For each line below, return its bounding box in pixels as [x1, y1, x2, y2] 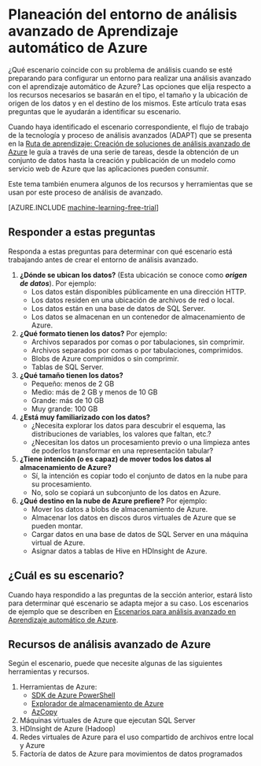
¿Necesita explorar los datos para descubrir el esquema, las [31, 420, 226, 430]
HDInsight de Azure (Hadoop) [19, 724, 116, 734]
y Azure [19, 741, 46, 750]
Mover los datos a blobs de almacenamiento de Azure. [31, 504, 208, 513]
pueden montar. [31, 521, 83, 531]
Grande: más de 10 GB [31, 395, 105, 405]
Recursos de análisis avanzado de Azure [8, 638, 211, 651]
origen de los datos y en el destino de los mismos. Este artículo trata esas [8, 98, 247, 108]
